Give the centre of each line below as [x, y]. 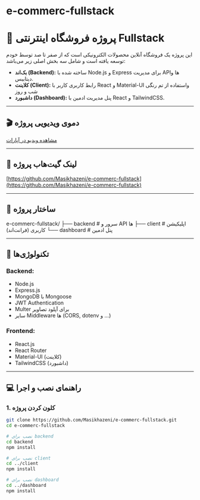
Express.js [27, 290]
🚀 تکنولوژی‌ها [28, 254]
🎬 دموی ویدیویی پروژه [43, 123]
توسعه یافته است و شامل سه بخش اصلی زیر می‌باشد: [66, 61]
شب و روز [26, 92]
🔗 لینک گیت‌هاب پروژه [42, 164]
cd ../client [22, 464]
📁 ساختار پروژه [31, 209]
